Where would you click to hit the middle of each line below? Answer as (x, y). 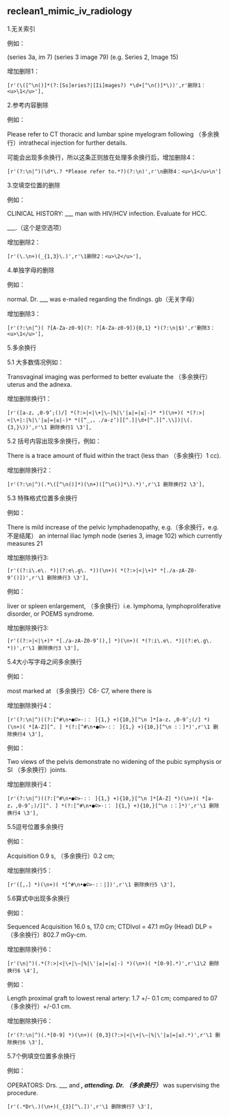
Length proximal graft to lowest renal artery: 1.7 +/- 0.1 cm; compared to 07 (112, 998)
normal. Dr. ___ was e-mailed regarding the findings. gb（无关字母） (103, 299)
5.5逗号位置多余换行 (36, 826)
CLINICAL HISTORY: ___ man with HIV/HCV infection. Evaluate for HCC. (107, 213)
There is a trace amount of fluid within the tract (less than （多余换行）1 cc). (114, 455)
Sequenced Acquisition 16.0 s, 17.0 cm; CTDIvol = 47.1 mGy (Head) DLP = (110, 926)
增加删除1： (23, 71)
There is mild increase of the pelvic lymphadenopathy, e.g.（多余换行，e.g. (113, 527)
